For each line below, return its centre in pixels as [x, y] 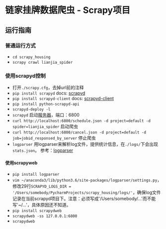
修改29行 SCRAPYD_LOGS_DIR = [41, 186]
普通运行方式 [21, 45]
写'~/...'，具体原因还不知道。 [41, 205]
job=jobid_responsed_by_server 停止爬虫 [54, 138]
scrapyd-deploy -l [31, 110]
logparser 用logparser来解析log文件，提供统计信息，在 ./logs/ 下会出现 [85, 144]
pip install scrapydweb [37, 211]
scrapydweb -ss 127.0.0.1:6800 [45, 216]
